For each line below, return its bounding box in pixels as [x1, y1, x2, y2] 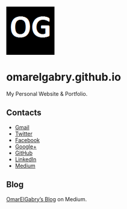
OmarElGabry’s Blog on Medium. [6, 195, 87, 202]
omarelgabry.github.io [6, 70, 122, 84]
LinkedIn [14, 155, 37, 163]
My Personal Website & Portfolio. [6, 90, 88, 97]
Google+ [14, 143, 37, 150]
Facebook [14, 136, 40, 143]
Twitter [14, 130, 33, 137]
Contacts [6, 108, 42, 118]
